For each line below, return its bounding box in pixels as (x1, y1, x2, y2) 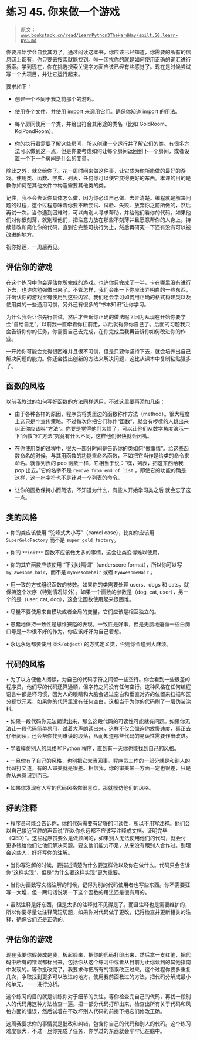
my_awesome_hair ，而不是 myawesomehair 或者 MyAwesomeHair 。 (6, 569, 156, 576)
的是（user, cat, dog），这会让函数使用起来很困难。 (11, 596, 135, 603)
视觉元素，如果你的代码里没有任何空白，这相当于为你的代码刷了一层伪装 (11, 698, 186, 705)
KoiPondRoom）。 (14, 127, 57, 135)
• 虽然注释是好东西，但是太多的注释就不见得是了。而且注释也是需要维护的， (6, 901, 191, 908)
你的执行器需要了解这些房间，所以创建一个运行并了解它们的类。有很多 (14, 140, 185, 147)
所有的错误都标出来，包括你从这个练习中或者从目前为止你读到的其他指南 (16, 959, 191, 966)
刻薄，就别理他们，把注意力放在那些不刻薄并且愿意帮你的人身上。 (26, 216, 186, 223)
